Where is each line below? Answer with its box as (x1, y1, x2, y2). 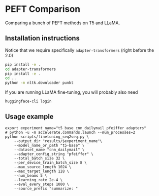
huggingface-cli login (5, 99, 52, 104)
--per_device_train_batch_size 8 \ (14, 160, 87, 165)
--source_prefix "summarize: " (14, 186, 78, 191)
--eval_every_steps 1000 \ (14, 182, 69, 187)
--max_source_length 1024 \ (14, 164, 71, 169)
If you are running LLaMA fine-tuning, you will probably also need (5, 89, 138, 95)
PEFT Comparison (5, 3, 80, 15)
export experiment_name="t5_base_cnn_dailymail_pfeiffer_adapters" (5, 125, 147, 130)
